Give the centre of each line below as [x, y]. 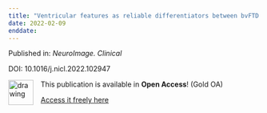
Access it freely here [75, 100]
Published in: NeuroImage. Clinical [65, 54]
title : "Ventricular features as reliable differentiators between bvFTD [134, 16]
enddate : [23, 30]
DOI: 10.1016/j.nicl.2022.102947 [59, 69]
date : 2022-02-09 [37, 23]
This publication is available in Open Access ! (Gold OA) [132, 84]
